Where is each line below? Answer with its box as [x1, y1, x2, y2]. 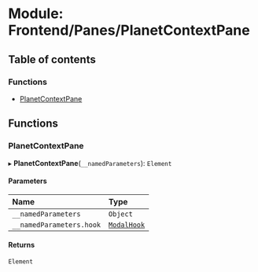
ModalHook [109, 220, 146, 229]
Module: [8, 5, 64, 23]
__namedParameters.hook [12, 220, 101, 229]
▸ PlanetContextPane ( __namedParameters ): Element [8, 158, 172, 167]
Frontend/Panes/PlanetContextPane [8, 21, 250, 39]
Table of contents [8, 53, 96, 66]
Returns [8, 241, 35, 250]
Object [109, 209, 134, 219]
